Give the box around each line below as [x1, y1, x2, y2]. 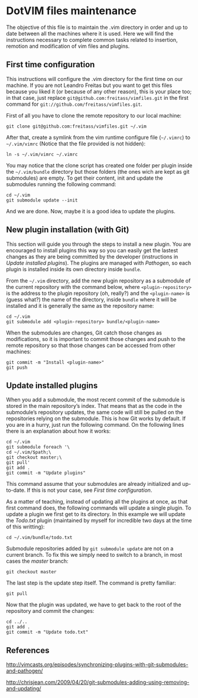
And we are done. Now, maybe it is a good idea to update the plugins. [6, 207, 176, 215]
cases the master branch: [6, 557, 69, 565]
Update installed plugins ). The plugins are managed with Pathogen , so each [6, 259, 191, 267]
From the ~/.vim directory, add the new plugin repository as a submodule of [6, 277, 191, 284]
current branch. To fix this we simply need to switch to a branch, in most [6, 551, 182, 559]
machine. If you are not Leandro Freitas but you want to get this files [6, 82, 173, 89]
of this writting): [6, 523, 45, 530]
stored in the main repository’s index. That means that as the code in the [6, 402, 182, 410]
